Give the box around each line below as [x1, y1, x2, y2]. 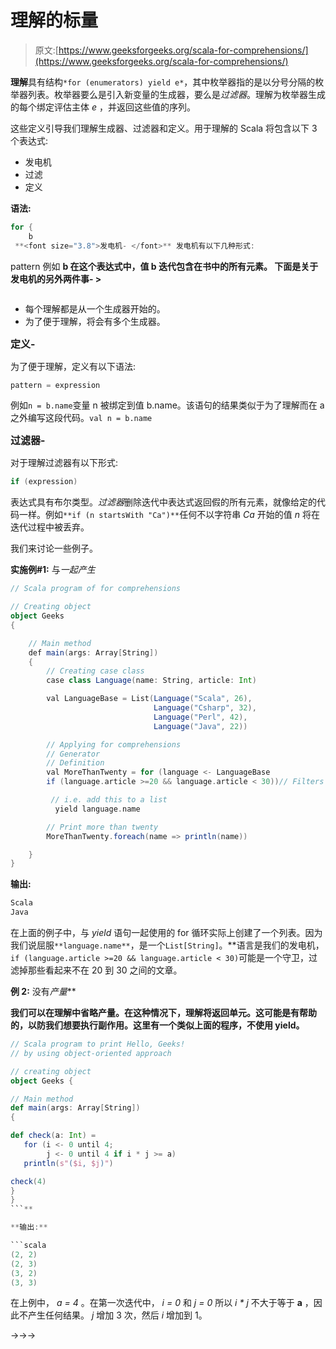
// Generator [46, 749, 101, 759]
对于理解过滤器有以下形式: [10, 457, 119, 469]
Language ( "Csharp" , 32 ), [153, 703, 257, 713]
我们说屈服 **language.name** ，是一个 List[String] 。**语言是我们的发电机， [10, 939, 325, 951]
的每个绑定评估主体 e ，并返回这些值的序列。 [10, 101, 196, 113]
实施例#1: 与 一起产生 [10, 564, 96, 576]
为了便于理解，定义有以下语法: [10, 360, 137, 372]
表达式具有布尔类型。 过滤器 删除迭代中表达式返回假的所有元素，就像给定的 [10, 496, 317, 508]
